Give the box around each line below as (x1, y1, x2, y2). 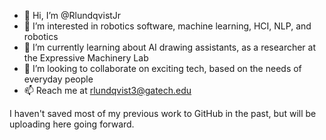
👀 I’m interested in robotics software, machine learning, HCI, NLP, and (23, 20, 312, 32)
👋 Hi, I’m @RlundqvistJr (23, 10, 122, 21)
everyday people (23, 73, 94, 85)
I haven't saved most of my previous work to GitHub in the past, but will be (9, 108, 317, 119)
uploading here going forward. (9, 118, 135, 130)
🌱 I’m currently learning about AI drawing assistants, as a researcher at (23, 41, 317, 53)
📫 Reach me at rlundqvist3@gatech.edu (23, 85, 192, 96)
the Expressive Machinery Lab (23, 52, 149, 64)
